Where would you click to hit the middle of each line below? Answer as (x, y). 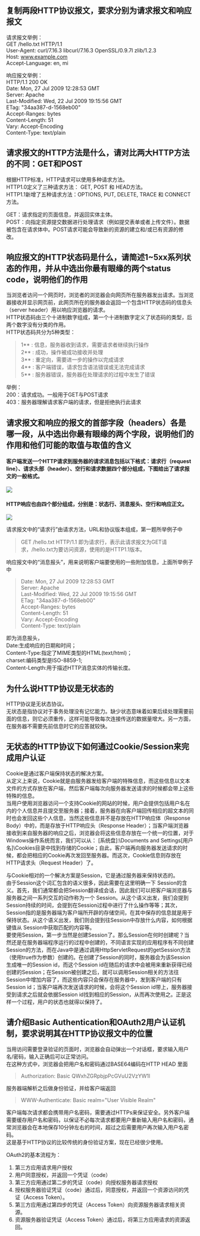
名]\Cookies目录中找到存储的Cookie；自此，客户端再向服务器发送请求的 (94, 848)
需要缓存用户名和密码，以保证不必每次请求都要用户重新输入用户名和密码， (97, 1120)
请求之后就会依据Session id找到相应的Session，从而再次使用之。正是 (101, 994)
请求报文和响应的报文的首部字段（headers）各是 (96, 422)
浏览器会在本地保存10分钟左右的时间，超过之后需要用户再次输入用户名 (97, 1127)
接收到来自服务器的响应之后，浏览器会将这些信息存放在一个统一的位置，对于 (100, 833)
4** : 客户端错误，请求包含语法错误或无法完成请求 (83, 367)
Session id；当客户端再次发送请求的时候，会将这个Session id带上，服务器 (97, 987)
